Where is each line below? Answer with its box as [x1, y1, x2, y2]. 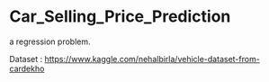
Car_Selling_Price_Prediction [9, 6, 231, 27]
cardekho [9, 63, 45, 74]
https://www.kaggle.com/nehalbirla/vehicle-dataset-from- [44, 53, 261, 64]
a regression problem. [9, 36, 91, 47]
